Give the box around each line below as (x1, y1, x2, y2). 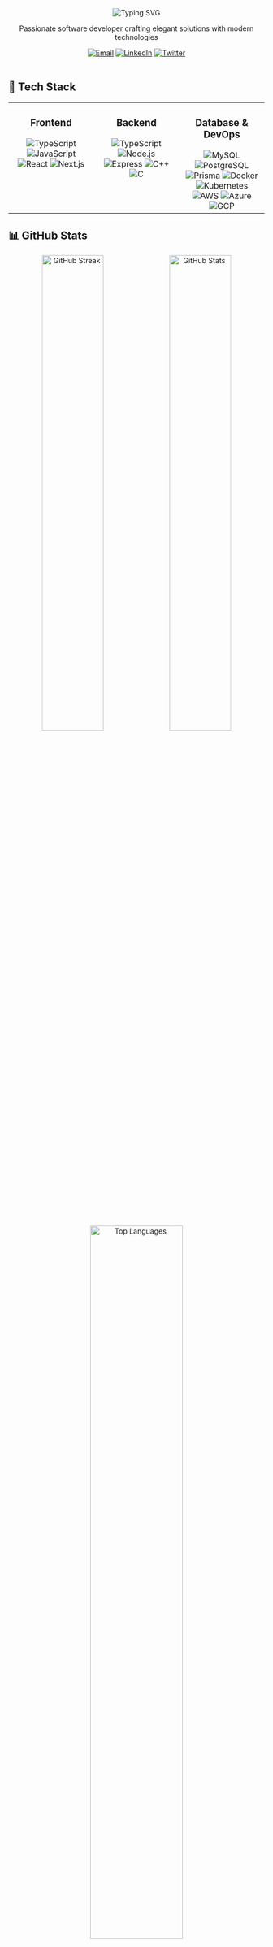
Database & (194, 117, 249, 129)
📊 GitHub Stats (8, 229, 88, 243)
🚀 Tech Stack (8, 80, 76, 94)
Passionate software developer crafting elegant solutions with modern (19, 24, 254, 33)
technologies (115, 33, 158, 41)
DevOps (202, 128, 241, 141)
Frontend (29, 117, 73, 129)
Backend (116, 117, 157, 129)
